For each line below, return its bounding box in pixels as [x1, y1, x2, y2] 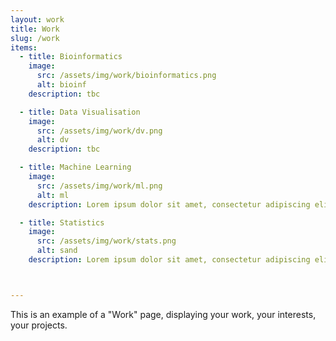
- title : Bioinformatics [19, 52, 123, 62]
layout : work [10, 14, 65, 25]
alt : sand [36, 246, 78, 256]
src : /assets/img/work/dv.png [36, 126, 163, 136]
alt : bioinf [36, 80, 87, 90]
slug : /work [10, 33, 60, 43]
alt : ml [36, 190, 70, 200]
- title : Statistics [19, 217, 105, 228]
